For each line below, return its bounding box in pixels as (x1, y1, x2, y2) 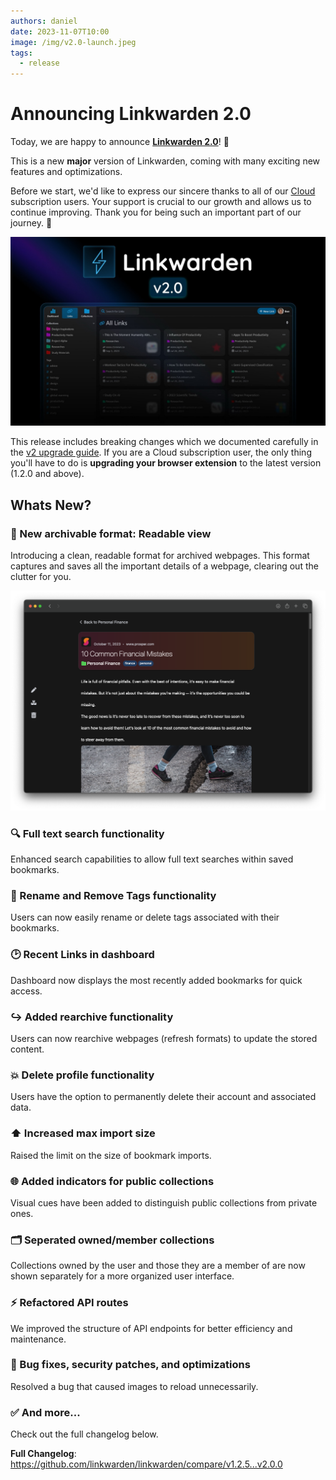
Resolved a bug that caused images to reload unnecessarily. (10, 1380, 259, 1392)
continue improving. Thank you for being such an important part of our (10, 206, 302, 219)
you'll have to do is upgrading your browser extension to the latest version (10, 457, 322, 469)
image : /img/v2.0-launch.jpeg (10, 37, 137, 47)
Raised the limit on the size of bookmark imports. (10, 1149, 212, 1161)
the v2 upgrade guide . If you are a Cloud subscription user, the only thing (10, 446, 312, 459)
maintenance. (10, 1333, 67, 1345)
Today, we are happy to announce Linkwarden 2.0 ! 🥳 (10, 136, 230, 148)
